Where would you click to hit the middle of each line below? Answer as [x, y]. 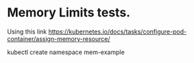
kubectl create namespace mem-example [66, 52]
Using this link [27, 32]
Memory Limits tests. [69, 13]
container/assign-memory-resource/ [59, 38]
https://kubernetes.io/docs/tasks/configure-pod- [118, 32]
